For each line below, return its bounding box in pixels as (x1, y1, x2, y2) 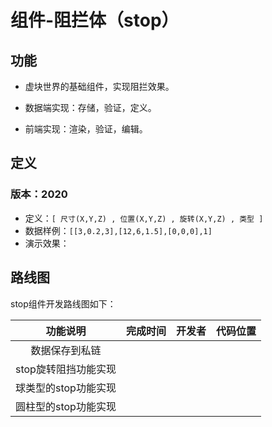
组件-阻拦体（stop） (10, 9, 180, 32)
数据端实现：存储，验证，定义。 (24, 102, 157, 113)
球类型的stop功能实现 (15, 381, 117, 395)
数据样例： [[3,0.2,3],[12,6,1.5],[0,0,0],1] (24, 224, 213, 236)
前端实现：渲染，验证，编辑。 (24, 123, 148, 135)
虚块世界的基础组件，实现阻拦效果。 (24, 81, 175, 92)
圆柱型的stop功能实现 (15, 399, 117, 413)
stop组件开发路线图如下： (10, 297, 117, 310)
